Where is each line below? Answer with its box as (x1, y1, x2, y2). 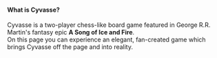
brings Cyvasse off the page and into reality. (7, 43, 133, 51)
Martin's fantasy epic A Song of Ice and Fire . (7, 28, 135, 37)
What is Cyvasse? (7, 6, 60, 14)
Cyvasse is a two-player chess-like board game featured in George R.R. (7, 21, 211, 29)
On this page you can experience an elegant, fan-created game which (7, 35, 206, 44)
